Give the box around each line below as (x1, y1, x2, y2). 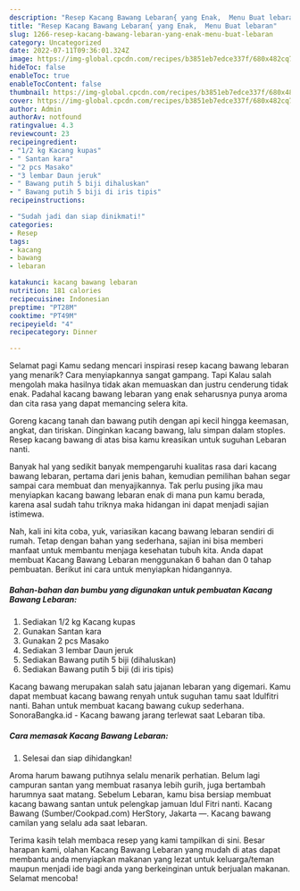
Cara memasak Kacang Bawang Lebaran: (9, 730, 169, 741)
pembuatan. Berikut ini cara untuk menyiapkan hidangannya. (9, 564, 232, 575)
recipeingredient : (9, 138, 78, 147)
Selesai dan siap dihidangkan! (21, 752, 132, 764)
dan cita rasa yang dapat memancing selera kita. (9, 399, 188, 409)
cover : (9, 96, 34, 105)
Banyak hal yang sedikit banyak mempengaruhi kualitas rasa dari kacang (9, 461, 277, 472)
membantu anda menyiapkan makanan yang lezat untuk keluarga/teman (9, 854, 275, 865)
